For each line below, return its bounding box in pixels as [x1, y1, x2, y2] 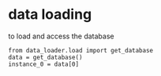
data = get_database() [8, 53, 83, 61]
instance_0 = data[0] [8, 60, 80, 68]
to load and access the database [8, 31, 114, 41]
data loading [8, 5, 92, 24]
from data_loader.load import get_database [8, 46, 154, 54]
